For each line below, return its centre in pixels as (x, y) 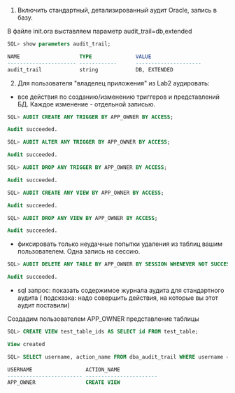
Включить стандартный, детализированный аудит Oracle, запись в (117, 10)
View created (26, 344)
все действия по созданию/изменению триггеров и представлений (119, 97)
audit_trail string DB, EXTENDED (90, 69)
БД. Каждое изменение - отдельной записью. (86, 104)
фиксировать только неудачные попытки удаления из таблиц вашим (120, 244)
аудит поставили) (43, 305)
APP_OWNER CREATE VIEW (64, 382)
